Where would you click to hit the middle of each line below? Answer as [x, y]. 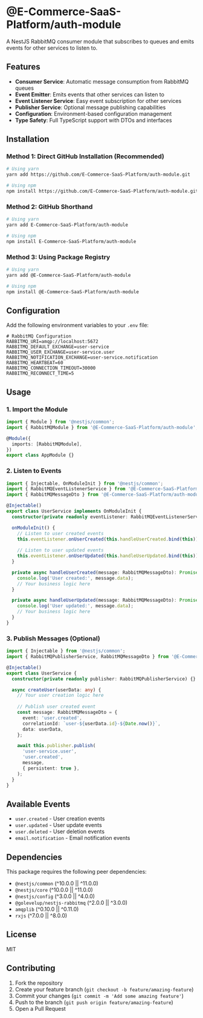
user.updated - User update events [58, 825]
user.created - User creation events [60, 819]
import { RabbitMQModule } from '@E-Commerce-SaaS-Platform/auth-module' [101, 427]
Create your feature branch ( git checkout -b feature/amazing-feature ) [104, 989]
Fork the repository [39, 983]
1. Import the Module [37, 409]
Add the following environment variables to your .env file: [78, 325]
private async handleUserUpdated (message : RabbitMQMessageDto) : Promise [105, 600]
